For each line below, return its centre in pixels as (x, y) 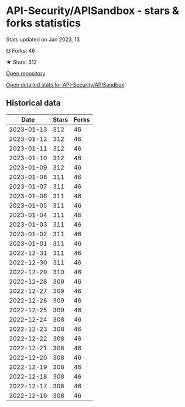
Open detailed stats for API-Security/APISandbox (65, 84)
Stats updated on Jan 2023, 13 (43, 39)
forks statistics (43, 23)
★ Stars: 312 (21, 62)
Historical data (33, 103)
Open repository (26, 73)
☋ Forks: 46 (20, 50)
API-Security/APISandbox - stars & (93, 11)
